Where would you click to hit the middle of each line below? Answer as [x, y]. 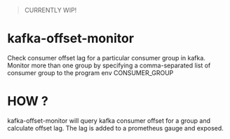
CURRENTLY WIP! [50, 10]
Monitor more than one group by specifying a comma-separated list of [109, 65]
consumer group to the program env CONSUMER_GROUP [90, 72]
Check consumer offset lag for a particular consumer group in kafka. [106, 58]
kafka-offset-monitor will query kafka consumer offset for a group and [109, 120]
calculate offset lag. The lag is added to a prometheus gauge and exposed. [116, 128]
